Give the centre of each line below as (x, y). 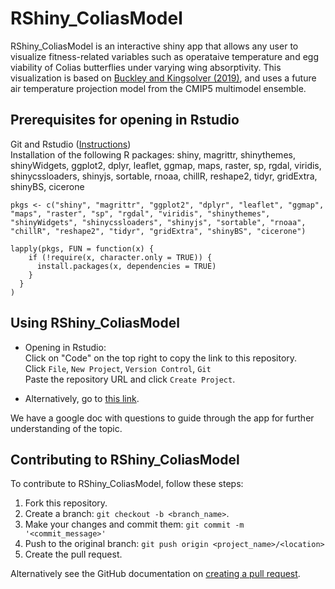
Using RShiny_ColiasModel (95, 323)
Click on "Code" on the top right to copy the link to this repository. (161, 358)
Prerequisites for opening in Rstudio (125, 120)
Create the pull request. (73, 554)
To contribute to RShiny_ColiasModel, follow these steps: (127, 484)
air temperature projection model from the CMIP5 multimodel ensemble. (158, 88)
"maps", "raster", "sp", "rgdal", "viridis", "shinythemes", (140, 213)
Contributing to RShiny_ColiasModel (125, 459)
